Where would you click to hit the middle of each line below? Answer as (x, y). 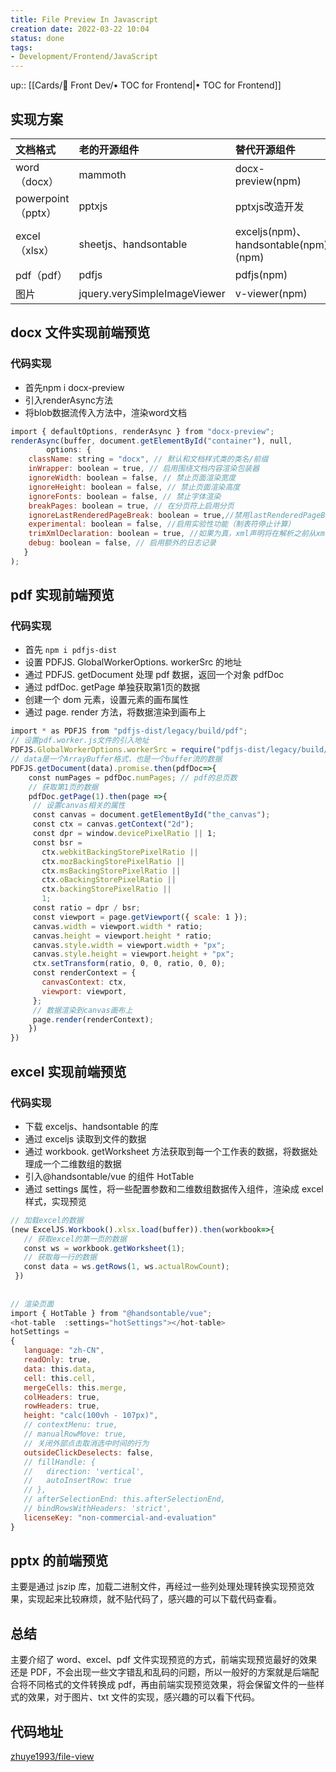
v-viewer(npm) (271, 293)
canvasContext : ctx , (84, 982)
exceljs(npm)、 (270, 231)
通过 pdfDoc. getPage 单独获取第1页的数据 (112, 687)
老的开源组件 (109, 149)
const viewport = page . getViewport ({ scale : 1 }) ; (140, 917)
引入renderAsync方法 (68, 400)
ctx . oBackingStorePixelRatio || (109, 880)
